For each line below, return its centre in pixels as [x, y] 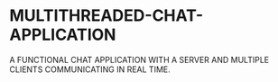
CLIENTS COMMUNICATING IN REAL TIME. [90, 69]
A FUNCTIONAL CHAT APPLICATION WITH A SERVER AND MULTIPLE [139, 59]
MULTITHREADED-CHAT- [107, 16]
